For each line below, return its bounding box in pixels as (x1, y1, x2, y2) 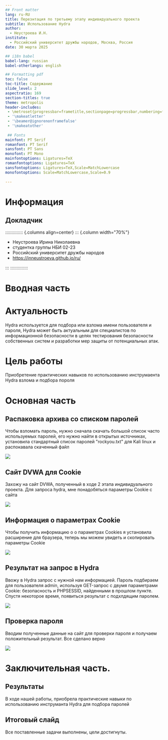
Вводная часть (5, 282, 70, 294)
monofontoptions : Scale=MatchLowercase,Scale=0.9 (5, 170, 111, 175)
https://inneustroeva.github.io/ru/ (12, 255, 81, 261)
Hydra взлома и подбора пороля (5, 377, 75, 384)
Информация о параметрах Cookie (5, 516, 121, 524)
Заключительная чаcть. (5, 662, 110, 674)
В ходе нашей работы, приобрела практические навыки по (5, 695, 132, 702)
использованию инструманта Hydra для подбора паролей (5, 701, 129, 707)
